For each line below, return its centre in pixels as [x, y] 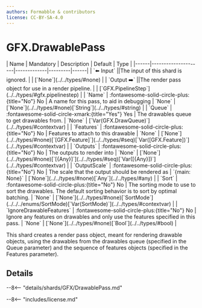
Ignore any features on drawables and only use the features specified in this [101, 217]
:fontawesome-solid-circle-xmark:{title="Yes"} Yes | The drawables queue [99, 114]
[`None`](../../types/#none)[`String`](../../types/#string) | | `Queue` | [89, 108]
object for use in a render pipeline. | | [52, 89]
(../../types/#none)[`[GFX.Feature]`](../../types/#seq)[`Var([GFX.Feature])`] [98, 140]
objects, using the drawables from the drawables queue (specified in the [96, 242]
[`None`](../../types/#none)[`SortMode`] [105, 197]
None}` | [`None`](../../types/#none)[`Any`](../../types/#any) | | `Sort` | [92, 178]
